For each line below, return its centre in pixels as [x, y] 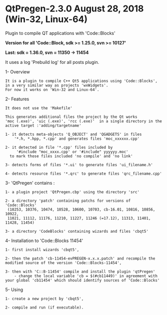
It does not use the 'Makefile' [39, 108]
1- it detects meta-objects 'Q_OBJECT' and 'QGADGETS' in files [73, 134]
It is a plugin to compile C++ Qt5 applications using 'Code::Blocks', [81, 81]
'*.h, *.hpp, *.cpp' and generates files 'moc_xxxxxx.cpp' [77, 139]
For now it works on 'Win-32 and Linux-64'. [52, 90]
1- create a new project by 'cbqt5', [44, 299]
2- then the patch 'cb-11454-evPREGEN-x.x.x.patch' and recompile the [80, 258]
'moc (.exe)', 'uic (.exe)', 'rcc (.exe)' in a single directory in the [84, 121]
